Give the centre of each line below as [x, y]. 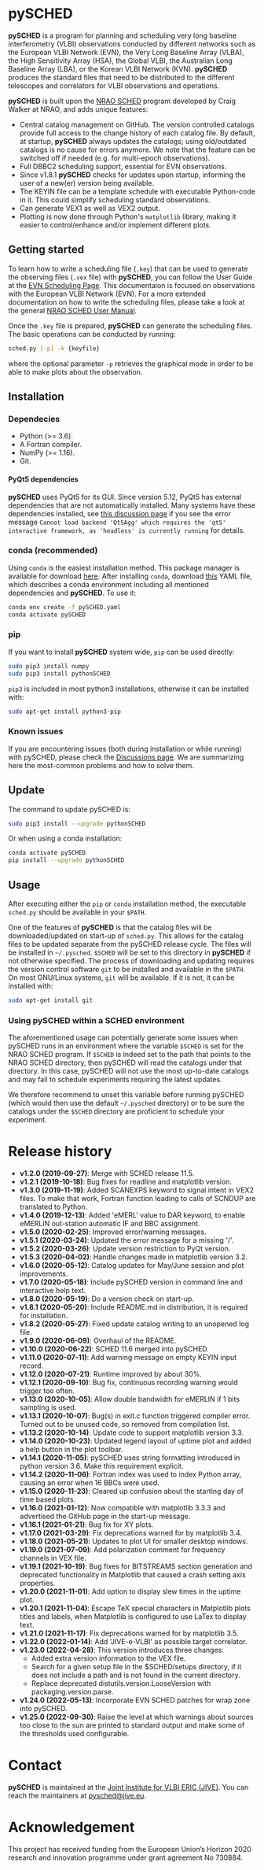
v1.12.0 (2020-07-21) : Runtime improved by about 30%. [111, 1374]
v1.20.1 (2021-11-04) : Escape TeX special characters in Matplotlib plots [135, 1608]
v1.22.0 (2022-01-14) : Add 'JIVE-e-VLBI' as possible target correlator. [133, 1642]
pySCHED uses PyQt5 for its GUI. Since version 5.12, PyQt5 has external [125, 497]
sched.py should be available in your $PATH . [77, 912]
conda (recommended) [53, 550]
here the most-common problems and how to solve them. [101, 765]
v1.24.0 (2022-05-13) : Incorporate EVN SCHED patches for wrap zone [135, 1700]
